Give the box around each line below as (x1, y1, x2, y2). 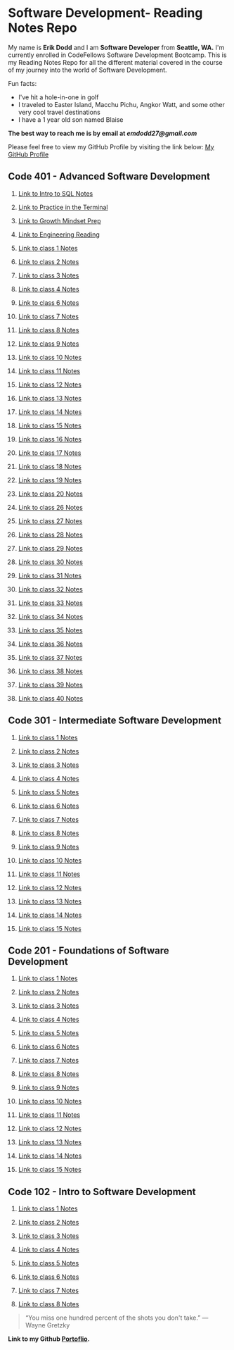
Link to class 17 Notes (18, 449, 82, 457)
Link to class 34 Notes (18, 612, 84, 620)
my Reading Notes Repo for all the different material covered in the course (8, 58, 223, 66)
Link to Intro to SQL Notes (18, 189, 93, 198)
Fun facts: (8, 79, 37, 87)
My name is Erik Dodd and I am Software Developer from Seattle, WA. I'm (8, 43, 225, 51)
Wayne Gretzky (25, 1321, 70, 1330)
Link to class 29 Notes (18, 544, 83, 552)
